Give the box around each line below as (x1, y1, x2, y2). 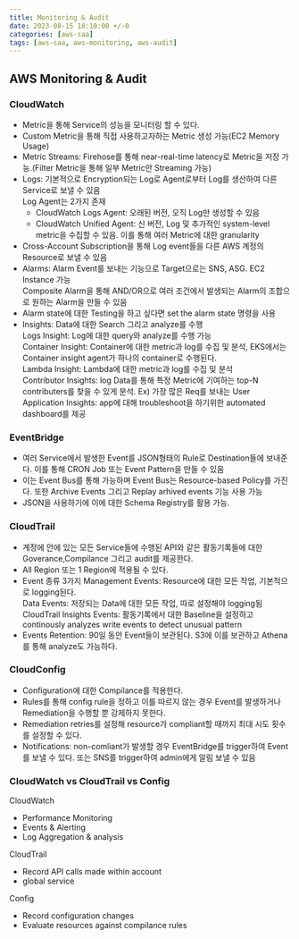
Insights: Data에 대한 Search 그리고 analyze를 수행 (21, 318, 203, 329)
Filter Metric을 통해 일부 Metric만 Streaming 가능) (34, 162, 212, 173)
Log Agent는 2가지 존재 (21, 196, 106, 207)
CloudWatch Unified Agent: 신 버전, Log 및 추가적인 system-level (35, 218, 270, 229)
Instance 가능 (21, 274, 71, 284)
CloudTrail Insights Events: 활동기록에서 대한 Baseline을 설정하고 (21, 609, 254, 620)
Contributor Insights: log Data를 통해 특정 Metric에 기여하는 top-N (21, 375, 259, 385)
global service (21, 876, 75, 886)
